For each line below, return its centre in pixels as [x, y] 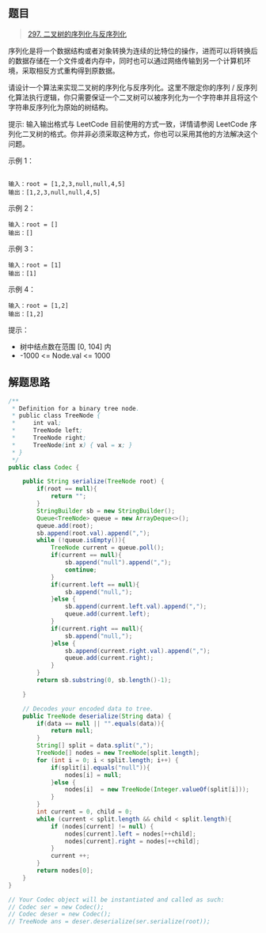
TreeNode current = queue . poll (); [107, 548]
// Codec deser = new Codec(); [60, 914]
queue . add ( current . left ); [107, 614]
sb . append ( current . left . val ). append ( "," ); [136, 607]
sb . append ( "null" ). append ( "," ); [118, 563]
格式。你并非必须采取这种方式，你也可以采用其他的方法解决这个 [154, 134]
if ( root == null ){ [67, 489]
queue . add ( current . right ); [109, 658]
